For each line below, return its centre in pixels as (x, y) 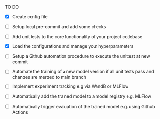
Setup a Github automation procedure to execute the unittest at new (81, 56)
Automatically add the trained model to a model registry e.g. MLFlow (82, 96)
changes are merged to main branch (49, 77)
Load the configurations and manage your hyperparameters (73, 46)
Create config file (30, 17)
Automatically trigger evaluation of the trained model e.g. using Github (83, 106)
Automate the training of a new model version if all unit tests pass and (83, 72)
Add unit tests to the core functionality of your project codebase (77, 37)
